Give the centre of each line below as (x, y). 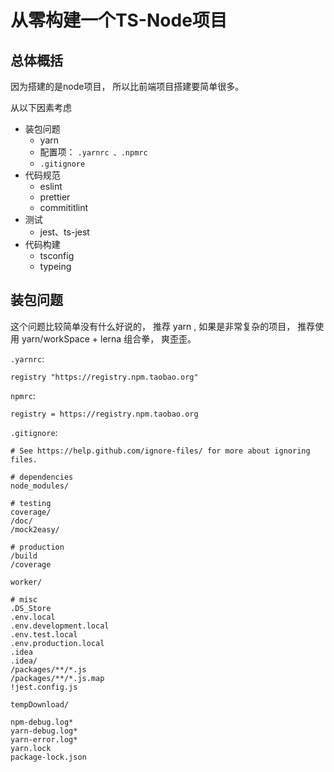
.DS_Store (31, 608)
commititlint (64, 207)
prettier (55, 197)
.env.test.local (44, 634)
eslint (51, 186)
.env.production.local (57, 643)
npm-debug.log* (42, 722)
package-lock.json (48, 757)
